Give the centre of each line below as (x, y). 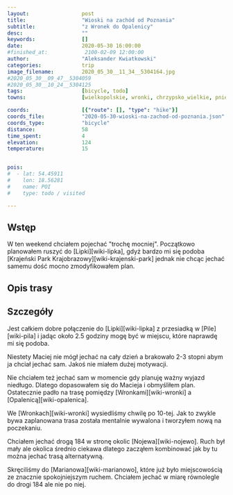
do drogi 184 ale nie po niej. (47, 484)
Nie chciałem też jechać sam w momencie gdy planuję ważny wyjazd (106, 377)
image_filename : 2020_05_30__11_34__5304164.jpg (91, 72)
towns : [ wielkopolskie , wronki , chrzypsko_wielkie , (110, 98)
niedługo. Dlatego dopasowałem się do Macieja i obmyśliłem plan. (101, 385)
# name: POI (29, 187)
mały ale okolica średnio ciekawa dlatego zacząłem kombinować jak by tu (112, 448)
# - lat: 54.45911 (35, 174)
